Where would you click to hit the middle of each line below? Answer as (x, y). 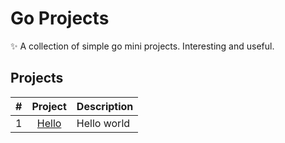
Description (105, 106)
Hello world (103, 123)
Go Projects (60, 18)
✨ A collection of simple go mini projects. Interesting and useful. (142, 46)
